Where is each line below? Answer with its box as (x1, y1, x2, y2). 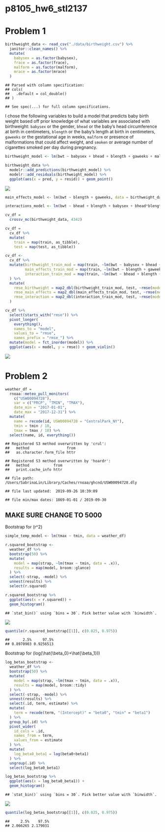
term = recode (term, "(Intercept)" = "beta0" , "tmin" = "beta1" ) (14, 710, 151, 715)
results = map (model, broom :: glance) (14, 565, 91, 570)
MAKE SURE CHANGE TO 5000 (5, 511, 102, 519)
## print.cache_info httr (5, 467, 63, 472)
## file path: (5, 476, 34, 481)
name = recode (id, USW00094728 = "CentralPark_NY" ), (14, 418, 124, 424)
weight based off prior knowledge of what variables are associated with (5, 118, 150, 124)
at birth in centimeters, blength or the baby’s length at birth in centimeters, (5, 129, 156, 135)
